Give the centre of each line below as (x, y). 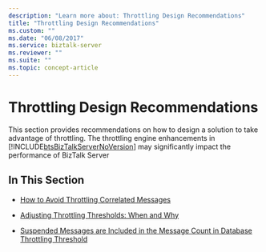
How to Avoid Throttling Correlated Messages (95, 199)
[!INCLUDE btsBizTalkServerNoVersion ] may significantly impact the (119, 146)
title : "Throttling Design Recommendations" (84, 23)
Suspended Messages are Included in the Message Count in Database (136, 230)
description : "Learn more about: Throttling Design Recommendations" (127, 16)
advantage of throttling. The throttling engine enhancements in (112, 138)
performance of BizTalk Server (59, 155)
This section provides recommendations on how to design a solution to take (133, 130)
